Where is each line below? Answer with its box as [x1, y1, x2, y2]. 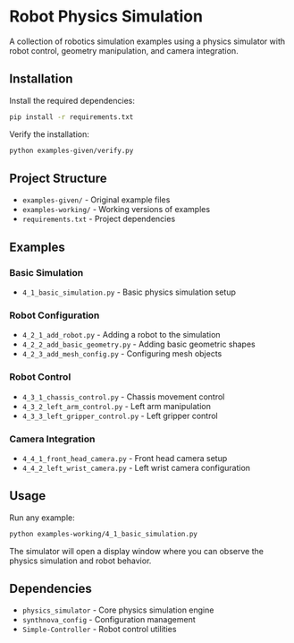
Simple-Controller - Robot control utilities [21, 624, 177, 635]
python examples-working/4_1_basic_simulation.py [9, 529, 198, 538]
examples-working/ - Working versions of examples [21, 204, 211, 215]
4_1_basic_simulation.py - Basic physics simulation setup [21, 287, 237, 297]
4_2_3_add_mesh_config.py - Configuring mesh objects [21, 348, 223, 359]
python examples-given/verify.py [9, 146, 134, 155]
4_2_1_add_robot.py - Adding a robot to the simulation [21, 330, 221, 340]
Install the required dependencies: [9, 95, 136, 106]
